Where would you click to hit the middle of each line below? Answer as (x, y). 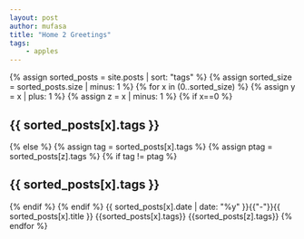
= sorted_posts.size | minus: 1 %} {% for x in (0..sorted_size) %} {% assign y (152, 87)
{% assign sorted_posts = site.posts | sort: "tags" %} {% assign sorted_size (151, 77)
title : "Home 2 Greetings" (60, 34)
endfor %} (29, 225)
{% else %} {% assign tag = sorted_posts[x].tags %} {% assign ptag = (141, 147)
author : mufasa (38, 26)
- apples (42, 52)
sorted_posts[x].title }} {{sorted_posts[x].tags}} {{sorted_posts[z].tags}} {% (151, 216)
